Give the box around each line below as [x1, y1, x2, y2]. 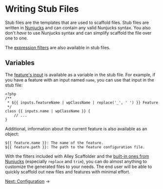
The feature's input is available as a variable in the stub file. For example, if [5, 72, 155, 78]
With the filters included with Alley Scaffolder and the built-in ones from [5, 153, 149, 159]
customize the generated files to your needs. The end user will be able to [5, 164, 152, 169]
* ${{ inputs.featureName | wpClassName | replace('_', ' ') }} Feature [7, 100, 159, 105]
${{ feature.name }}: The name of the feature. [5, 140, 104, 145]
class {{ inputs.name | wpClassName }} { [5, 108, 91, 113]
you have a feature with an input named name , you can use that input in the [5, 77, 155, 83]
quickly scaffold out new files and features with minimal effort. [5, 168, 130, 174]
